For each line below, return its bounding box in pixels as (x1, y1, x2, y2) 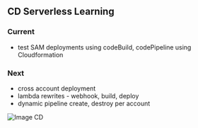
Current (7, 27, 35, 37)
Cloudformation (17, 50, 64, 59)
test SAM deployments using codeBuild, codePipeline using (17, 42, 192, 52)
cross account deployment (17, 84, 96, 93)
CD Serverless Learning (7, 6, 115, 18)
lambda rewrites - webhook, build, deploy (17, 91, 139, 100)
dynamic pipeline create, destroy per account (17, 99, 151, 107)
